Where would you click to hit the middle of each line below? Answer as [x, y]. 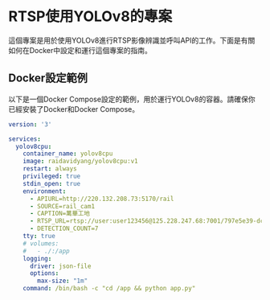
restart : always [50, 169]
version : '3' [30, 124]
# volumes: [41, 243]
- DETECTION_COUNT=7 [64, 229]
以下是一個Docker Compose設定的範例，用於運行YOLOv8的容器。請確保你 [132, 99]
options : [44, 273]
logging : [37, 258]
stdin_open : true [52, 183]
